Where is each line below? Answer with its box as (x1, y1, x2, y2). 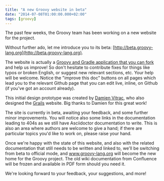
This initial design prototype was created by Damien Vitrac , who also (5, 95, 144, 101)
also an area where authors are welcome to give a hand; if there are (5, 125, 142, 131)
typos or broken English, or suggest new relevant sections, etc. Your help (5, 70, 154, 76)
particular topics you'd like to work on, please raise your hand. (5, 131, 132, 137)
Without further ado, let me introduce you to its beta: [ (5, 45, 115, 51)
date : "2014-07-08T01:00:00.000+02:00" (5, 12, 87, 17)
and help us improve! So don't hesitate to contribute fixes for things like (5, 64, 150, 70)
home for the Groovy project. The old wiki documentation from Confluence (5, 156, 157, 162)
